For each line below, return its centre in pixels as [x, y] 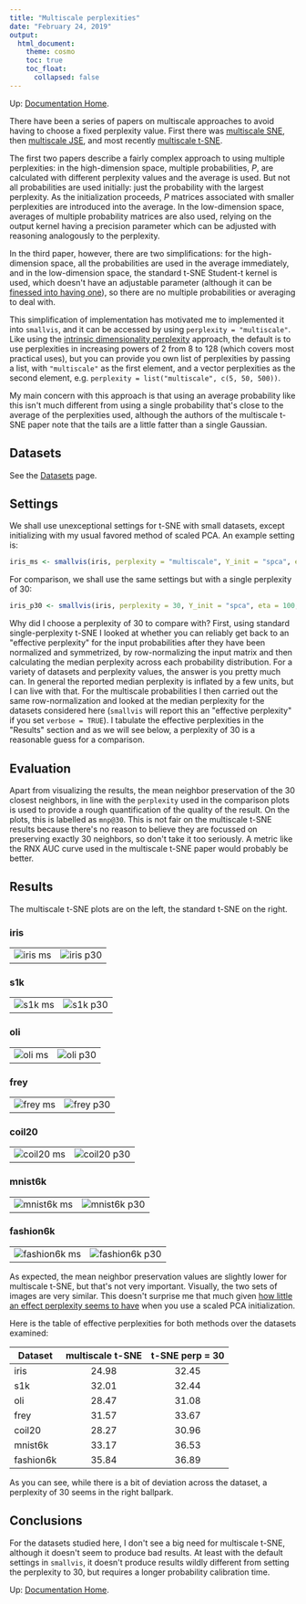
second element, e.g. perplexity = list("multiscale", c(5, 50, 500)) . [145, 377]
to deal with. [33, 301]
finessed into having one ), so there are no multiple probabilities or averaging [153, 292]
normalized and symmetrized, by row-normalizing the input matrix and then [151, 653]
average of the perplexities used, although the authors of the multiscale [143, 414]
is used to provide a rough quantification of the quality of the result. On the [149, 810]
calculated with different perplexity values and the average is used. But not [150, 177]
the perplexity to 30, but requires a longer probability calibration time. [140, 1572]
